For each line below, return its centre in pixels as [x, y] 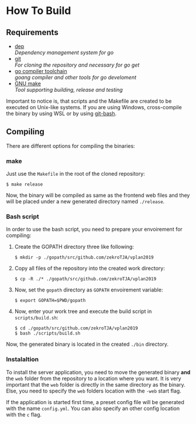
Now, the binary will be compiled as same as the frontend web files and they [98, 195]
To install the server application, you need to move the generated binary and [98, 372]
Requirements [32, 32]
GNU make [27, 84]
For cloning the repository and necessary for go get [77, 65]
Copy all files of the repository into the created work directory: [90, 268]
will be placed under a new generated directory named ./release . [85, 201]
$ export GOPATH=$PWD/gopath [50, 301]
